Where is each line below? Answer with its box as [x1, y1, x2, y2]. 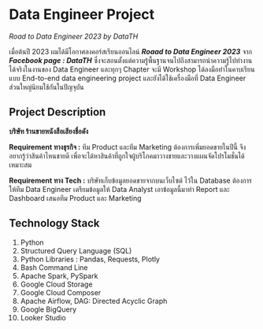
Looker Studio [20, 312, 66, 322]
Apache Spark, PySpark [20, 271, 98, 280]
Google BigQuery [20, 305, 77, 314]
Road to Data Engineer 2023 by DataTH [9, 31, 139, 41]
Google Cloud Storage [20, 279, 93, 289]
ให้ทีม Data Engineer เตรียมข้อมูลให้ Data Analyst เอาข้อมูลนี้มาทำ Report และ [9, 184, 231, 194]
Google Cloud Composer [20, 287, 102, 297]
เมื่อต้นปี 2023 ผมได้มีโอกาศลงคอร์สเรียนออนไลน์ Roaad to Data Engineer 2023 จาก [9, 46, 253, 56]
